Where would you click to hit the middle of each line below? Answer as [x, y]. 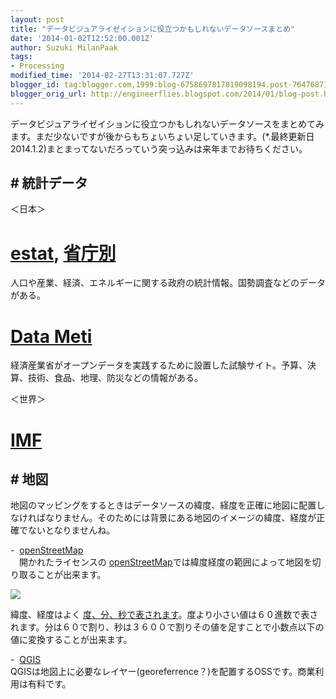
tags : [21, 57]
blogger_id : [35, 85]
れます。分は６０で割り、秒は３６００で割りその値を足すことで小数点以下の [167, 627]
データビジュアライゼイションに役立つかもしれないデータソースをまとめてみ [167, 123]
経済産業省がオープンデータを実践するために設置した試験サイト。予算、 [159, 365]
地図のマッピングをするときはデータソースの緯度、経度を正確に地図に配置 [163, 505]
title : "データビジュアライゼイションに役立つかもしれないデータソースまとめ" [153, 29]
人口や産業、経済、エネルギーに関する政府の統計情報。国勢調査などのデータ [168, 283]
